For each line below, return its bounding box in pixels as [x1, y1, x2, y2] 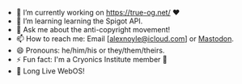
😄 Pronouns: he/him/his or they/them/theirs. [15, 45, 165, 55]
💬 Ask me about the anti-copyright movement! [15, 25, 171, 34]
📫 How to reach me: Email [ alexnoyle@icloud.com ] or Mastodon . [15, 34, 235, 44]
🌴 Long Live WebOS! [15, 66, 85, 76]
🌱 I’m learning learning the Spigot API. [15, 16, 143, 26]
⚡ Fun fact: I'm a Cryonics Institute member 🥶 [15, 55, 168, 64]
